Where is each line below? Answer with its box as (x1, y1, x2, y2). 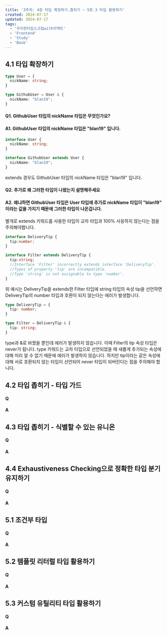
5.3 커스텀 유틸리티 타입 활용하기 (5, 599, 101, 608)
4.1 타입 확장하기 (5, 60, 54, 68)
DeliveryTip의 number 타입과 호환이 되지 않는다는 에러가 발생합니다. (5, 292, 140, 298)
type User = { (5, 74, 35, 79)
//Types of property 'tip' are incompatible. (10, 266, 107, 272)
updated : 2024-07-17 (5, 17, 49, 22)
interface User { (5, 137, 42, 142)
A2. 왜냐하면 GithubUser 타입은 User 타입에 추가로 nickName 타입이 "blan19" (5, 199, 162, 205)
